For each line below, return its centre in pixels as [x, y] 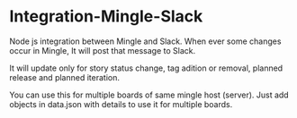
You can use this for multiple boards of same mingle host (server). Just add [149, 95]
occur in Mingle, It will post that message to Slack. [103, 50]
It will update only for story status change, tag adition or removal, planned [146, 68]
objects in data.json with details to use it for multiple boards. [121, 104]
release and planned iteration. [64, 77]
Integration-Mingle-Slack [106, 17]
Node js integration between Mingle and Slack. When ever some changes [145, 41]
